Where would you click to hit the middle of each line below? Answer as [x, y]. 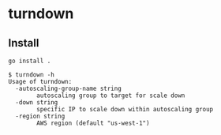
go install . [30, 61]
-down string [37, 103]
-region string [40, 116]
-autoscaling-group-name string [69, 88]
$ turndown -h [32, 75]
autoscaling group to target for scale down [111, 96]
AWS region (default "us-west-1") [93, 123]
